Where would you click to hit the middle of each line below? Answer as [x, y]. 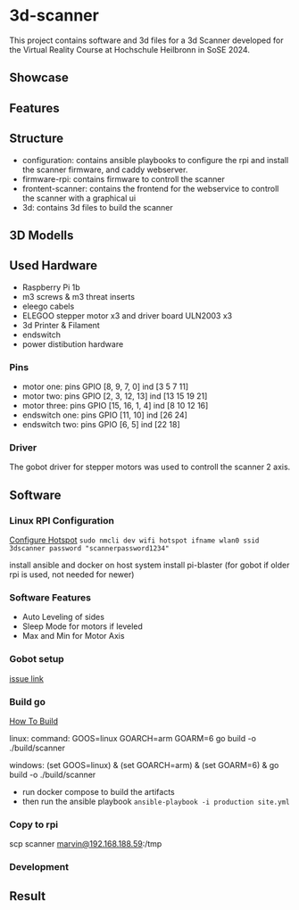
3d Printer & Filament [61, 325]
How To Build [34, 721]
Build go [28, 701]
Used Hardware [54, 265]
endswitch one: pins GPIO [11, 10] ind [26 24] [104, 415]
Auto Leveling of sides [63, 617]
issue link [27, 678]
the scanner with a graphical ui [79, 198]
